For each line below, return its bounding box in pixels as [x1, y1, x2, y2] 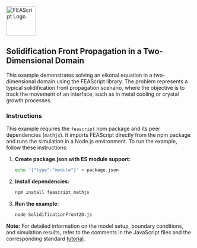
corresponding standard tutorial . [6, 235, 85, 242]
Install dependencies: [14, 178, 70, 185]
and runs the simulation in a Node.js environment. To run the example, [6, 138, 177, 145]
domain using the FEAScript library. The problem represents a [37, 77, 188, 85]
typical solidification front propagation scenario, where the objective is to [6, 84, 185, 91]
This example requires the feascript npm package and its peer [6, 125, 160, 133]
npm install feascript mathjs [14, 189, 90, 195]
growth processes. [6, 96, 52, 103]
